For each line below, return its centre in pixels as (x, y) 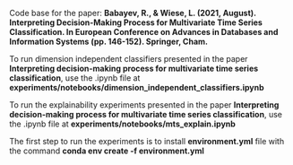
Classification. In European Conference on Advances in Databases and (144, 32)
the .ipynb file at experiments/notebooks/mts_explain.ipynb (122, 124)
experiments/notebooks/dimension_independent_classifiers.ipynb (137, 87)
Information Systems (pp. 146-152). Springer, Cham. (109, 41)
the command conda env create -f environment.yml (107, 151)
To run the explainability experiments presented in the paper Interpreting (144, 105)
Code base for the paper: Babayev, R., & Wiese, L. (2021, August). (133, 13)
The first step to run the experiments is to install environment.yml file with (147, 141)
